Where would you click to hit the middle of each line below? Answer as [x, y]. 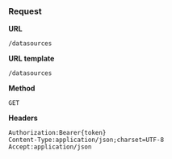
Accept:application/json [50, 147]
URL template [31, 59]
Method [22, 88]
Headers [23, 118]
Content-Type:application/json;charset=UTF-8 [86, 140]
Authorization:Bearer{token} [57, 133]
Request [25, 11]
